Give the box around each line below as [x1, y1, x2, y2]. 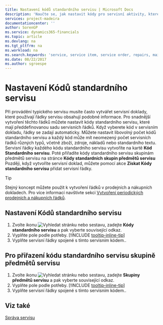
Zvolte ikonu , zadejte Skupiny [12, 272, 140, 278]
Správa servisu [5, 314, 35, 320]
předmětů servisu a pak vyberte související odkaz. [12, 277, 115, 283]
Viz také [5, 302, 31, 310]
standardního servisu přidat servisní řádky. [5, 166, 93, 172]
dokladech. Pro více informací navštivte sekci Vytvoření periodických [5, 190, 144, 196]
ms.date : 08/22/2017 [5, 57, 47, 62]
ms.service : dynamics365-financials [5, 30, 79, 35]
